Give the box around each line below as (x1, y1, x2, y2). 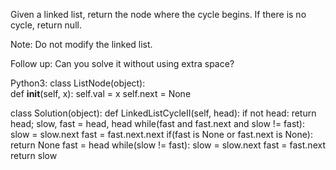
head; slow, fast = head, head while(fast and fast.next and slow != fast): (10, 118, 306, 129)
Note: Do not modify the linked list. (10, 39, 153, 50)
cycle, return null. (10, 19, 82, 31)
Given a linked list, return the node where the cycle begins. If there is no (10, 9, 307, 20)
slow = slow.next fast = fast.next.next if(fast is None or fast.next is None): (10, 129, 313, 140)
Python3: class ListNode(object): (10, 77, 146, 89)
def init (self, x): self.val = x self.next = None (10, 88, 192, 99)
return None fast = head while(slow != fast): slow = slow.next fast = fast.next (10, 139, 326, 151)
